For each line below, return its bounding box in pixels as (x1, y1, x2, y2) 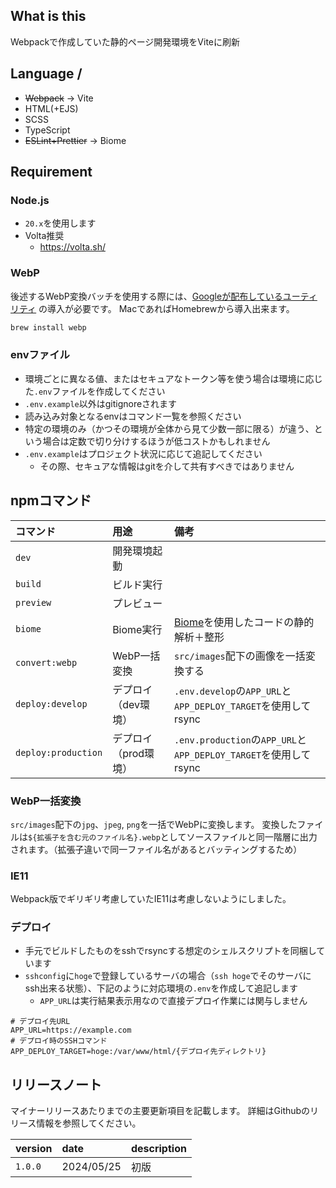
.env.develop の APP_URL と (173, 684, 292, 698)
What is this (10, 8, 87, 25)
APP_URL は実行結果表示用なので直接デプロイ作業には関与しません (39, 995, 308, 1007)
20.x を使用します (24, 217, 97, 229)
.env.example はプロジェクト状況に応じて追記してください (24, 447, 263, 459)
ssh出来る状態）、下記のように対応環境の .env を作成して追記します (24, 982, 299, 994)
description (130, 1142, 187, 1156)
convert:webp (15, 657, 78, 668)
